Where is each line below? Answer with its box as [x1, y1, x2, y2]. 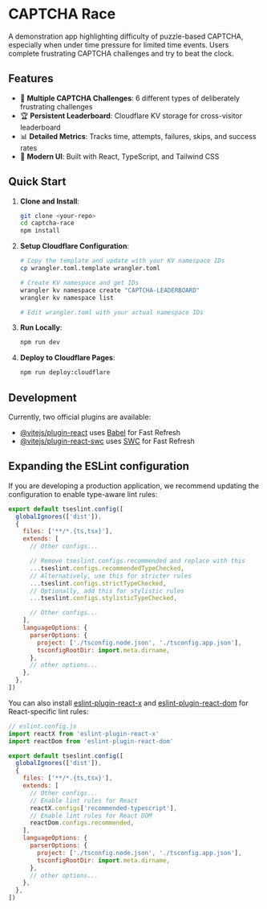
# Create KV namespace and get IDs [19, 278, 140, 286]
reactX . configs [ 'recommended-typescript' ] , [29, 804, 178, 812]
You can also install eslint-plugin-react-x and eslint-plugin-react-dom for [8, 697, 249, 708]
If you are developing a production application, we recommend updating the [8, 480, 259, 491]
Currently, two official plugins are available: [8, 412, 152, 422]
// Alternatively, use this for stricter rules [29, 572, 192, 580]
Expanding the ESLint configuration [8, 459, 190, 473]
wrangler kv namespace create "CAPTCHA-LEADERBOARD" [19, 286, 200, 294]
